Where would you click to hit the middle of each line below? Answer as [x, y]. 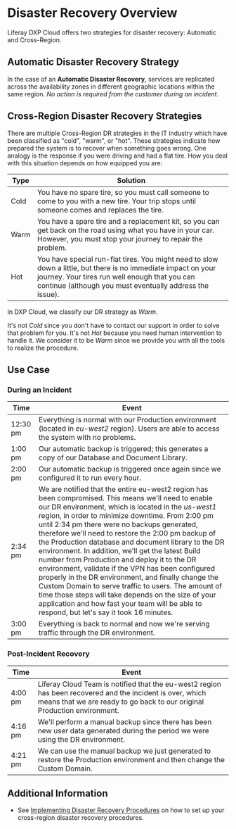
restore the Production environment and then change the [131, 759]
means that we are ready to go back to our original [121, 702]
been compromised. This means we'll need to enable [125, 498]
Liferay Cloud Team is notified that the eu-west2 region [129, 684]
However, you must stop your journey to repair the [120, 239]
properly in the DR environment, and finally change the [129, 577]
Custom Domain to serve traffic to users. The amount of [130, 586]
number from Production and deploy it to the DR [117, 559]
